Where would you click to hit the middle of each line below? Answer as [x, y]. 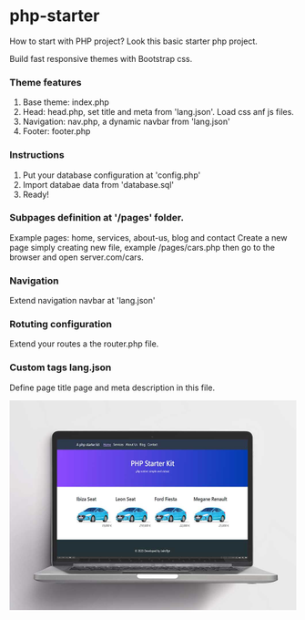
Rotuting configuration [61, 325]
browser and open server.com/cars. [76, 257]
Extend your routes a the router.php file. [84, 344]
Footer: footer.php [56, 131]
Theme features [46, 82]
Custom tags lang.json [61, 367]
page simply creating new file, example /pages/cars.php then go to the [142, 247]
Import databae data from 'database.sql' [98, 184]
